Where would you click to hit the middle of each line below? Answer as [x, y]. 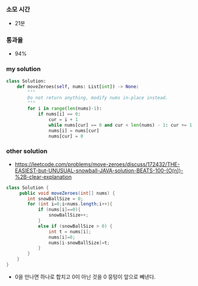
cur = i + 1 [63, 120]
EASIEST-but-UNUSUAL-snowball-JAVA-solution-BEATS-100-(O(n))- [99, 171]
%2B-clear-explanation [43, 176]
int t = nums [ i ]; [70, 232]
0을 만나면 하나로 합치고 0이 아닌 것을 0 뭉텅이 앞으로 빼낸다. [85, 277]
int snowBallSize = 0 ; [55, 199]
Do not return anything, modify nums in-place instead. [98, 98]
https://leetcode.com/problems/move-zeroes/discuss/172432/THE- [97, 164]
